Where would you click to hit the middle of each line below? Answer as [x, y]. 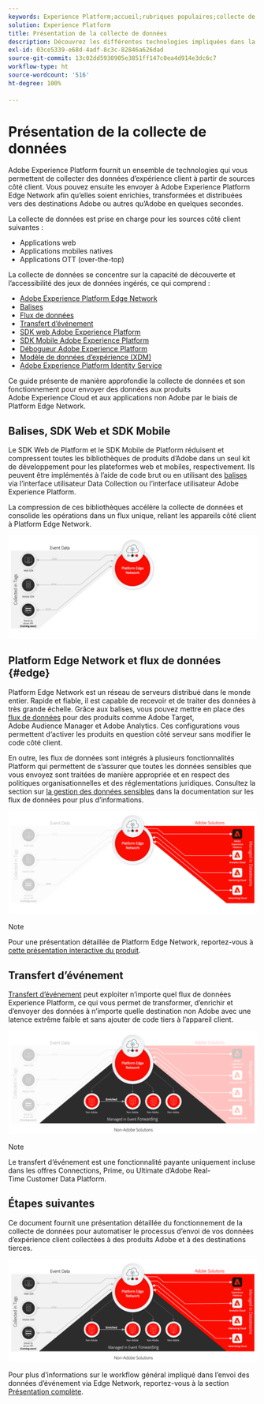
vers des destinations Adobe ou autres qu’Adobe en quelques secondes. [126, 204]
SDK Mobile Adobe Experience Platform [84, 340]
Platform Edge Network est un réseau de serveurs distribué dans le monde [129, 692]
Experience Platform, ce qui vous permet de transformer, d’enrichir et [121, 1003]
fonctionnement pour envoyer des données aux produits [100, 389]
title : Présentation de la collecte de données [88, 33]
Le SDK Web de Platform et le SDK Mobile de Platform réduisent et [116, 450]
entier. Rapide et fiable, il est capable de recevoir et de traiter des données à [132, 700]
